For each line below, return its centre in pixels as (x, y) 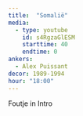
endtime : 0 (40, 52)
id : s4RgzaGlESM (49, 37)
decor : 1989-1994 (36, 74)
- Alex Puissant (41, 67)
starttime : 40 (45, 45)
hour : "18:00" (31, 81)
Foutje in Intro (31, 103)
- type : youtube (41, 30)
